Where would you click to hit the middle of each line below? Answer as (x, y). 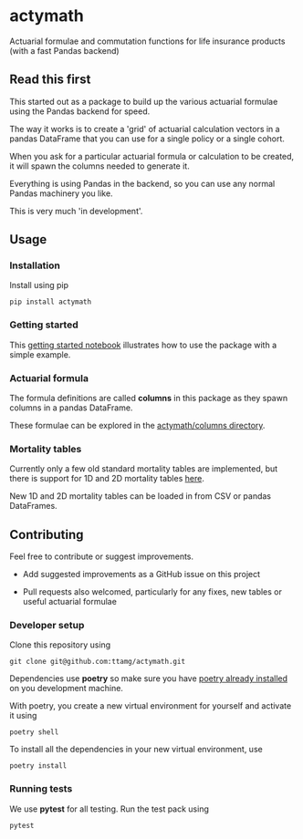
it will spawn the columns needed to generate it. (99, 166)
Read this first (50, 80)
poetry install (38, 766)
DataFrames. (33, 506)
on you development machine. (66, 689)
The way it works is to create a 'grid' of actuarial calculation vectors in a (145, 129)
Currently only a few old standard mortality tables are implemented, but (144, 469)
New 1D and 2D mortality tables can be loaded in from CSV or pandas (141, 496)
